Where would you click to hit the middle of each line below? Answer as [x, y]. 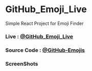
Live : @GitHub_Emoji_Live [39, 37]
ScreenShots [22, 63]
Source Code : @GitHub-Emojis [45, 50]
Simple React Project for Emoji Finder [44, 23]
